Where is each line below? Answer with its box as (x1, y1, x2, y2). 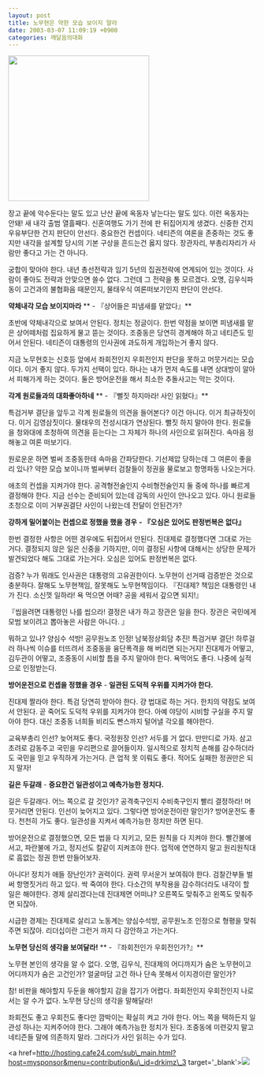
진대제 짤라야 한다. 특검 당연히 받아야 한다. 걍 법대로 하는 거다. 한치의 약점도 (8, 697, 241, 706)
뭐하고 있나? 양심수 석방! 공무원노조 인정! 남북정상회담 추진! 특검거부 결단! (8, 634, 234, 643)
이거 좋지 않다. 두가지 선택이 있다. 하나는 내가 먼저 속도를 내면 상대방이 (24, 365, 241, 374)
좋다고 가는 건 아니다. (22, 248, 88, 257)
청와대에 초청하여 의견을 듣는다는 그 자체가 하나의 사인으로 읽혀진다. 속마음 (16, 428, 246, 437)
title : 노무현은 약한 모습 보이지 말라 (8, 19, 117, 27)
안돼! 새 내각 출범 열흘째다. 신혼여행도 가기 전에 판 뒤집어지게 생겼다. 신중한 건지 (8, 219, 254, 228)
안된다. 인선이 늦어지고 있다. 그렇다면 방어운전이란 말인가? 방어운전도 (35, 807, 247, 816)
